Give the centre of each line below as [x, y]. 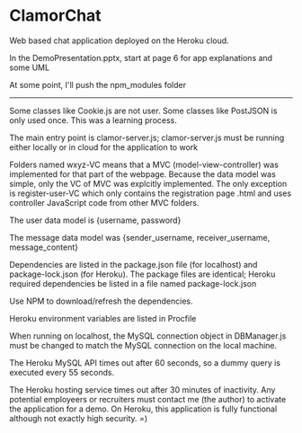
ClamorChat [55, 16]
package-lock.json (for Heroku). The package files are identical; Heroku [142, 274]
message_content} [44, 247]
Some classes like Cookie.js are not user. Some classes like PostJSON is [143, 110]
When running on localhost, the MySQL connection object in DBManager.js [148, 336]
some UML [30, 67]
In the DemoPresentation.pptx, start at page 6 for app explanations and [141, 57]
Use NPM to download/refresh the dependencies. [101, 301]
